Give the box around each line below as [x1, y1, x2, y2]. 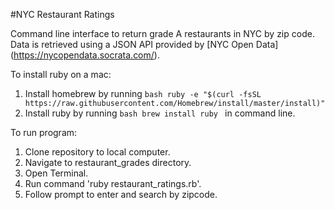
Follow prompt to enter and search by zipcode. [24, 189, 218, 200]
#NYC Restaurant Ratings [10, 9, 115, 20]
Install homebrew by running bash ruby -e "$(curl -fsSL [24, 88, 262, 99]
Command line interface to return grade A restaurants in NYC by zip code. [10, 28, 315, 39]
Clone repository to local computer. [24, 146, 171, 158]
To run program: [10, 127, 78, 138]
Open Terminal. [24, 167, 89, 179]
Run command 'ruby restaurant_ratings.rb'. [24, 178, 202, 189]
